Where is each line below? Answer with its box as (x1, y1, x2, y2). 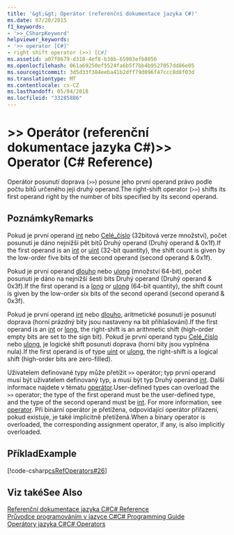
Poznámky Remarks (7, 212, 94, 224)
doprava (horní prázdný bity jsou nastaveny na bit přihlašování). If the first (7, 317, 218, 325)
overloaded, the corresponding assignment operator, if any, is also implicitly (7, 420, 225, 428)
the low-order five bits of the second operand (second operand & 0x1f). (7, 253, 212, 262)
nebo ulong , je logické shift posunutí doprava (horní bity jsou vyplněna (7, 339, 210, 348)
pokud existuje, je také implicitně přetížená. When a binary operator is (7, 413, 206, 421)
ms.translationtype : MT (7, 75, 77, 82)
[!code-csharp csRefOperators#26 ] (7, 466, 108, 475)
